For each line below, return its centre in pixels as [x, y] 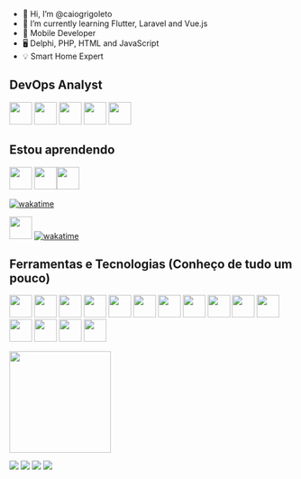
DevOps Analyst [56, 85]
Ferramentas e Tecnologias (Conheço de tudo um [151, 265]
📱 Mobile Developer [59, 33]
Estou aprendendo [62, 150]
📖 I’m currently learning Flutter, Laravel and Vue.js [115, 23]
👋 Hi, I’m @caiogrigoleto [67, 14]
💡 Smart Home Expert [63, 56]
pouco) [30, 278]
